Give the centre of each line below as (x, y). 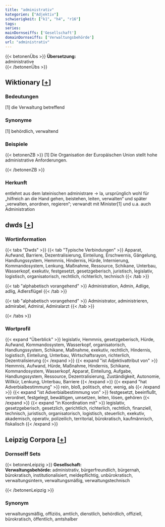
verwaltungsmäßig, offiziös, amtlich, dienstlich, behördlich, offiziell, (74, 514)
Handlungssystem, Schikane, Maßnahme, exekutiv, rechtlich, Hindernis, (79, 350)
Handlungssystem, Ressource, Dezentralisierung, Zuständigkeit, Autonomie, (83, 376)
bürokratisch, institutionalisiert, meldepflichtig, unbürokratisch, (69, 475)
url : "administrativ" (27, 42)
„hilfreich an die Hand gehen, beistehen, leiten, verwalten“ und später (76, 199)
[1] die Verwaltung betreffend (35, 107)
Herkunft (16, 182)
